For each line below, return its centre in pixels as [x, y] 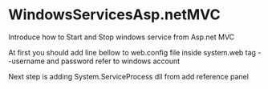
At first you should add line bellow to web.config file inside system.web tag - [135, 52]
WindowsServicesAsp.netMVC [114, 15]
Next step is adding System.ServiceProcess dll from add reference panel [128, 76]
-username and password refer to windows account [94, 61]
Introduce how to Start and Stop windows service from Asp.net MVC [122, 37]
